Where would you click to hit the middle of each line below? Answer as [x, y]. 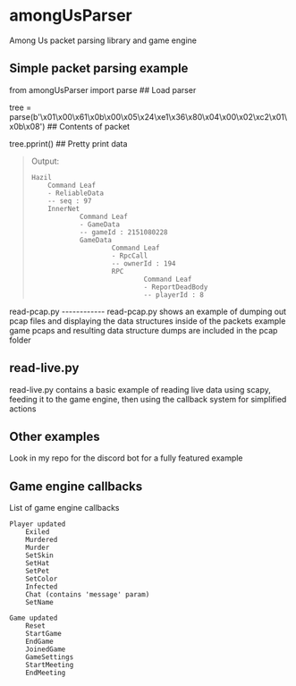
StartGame [44, 634]
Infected [42, 587]
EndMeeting [46, 673]
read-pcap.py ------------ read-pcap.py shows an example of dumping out [148, 311]
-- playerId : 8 [173, 295]
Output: [45, 161]
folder [20, 340]
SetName [39, 603]
